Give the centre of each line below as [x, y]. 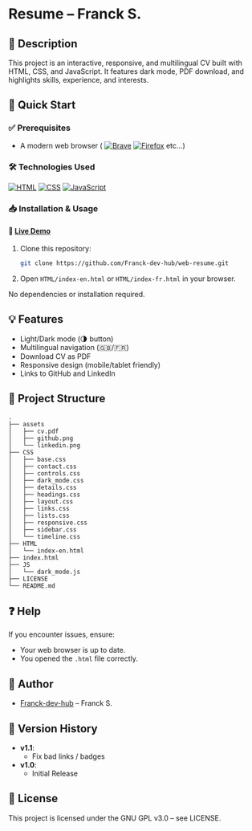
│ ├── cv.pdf [34, 431]
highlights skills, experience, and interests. [79, 80]
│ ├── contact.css [43, 466]
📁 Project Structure [57, 399]
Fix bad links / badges [69, 756]
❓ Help [25, 611]
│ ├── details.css [43, 487]
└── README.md [32, 586]
